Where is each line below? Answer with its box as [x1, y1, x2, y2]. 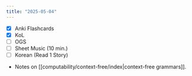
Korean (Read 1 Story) [14, 51, 68, 58]
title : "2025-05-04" [6, 8, 57, 15]
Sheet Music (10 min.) [14, 45, 68, 52]
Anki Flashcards [14, 25, 55, 32]
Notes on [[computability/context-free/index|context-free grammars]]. [14, 63, 187, 70]
